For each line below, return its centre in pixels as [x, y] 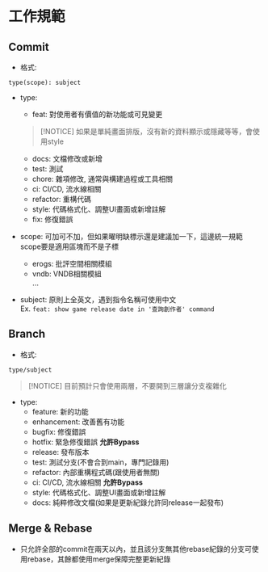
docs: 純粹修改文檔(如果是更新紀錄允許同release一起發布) [128, 503]
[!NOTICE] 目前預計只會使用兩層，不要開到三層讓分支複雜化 [128, 385]
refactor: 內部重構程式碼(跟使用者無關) [96, 472]
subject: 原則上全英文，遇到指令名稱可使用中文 [98, 299]
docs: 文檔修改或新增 [67, 159]
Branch [27, 334]
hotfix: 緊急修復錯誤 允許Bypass [86, 442]
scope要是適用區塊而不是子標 [69, 246]
